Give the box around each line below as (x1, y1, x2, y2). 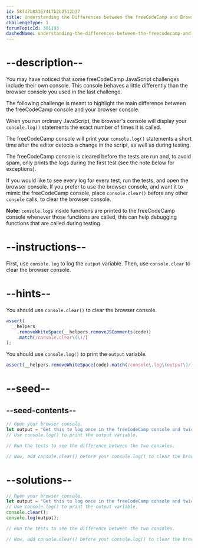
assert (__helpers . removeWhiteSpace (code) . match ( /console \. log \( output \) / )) (6, 362, 196, 368)
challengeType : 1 (6, 20, 49, 25)
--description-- (6, 56, 84, 70)
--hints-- (6, 287, 51, 300)
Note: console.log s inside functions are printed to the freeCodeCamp (6, 207, 176, 215)
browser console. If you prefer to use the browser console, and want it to (6, 183, 183, 190)
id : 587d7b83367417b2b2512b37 (6, 8, 81, 15)
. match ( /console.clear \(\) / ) (16, 335, 88, 341)
